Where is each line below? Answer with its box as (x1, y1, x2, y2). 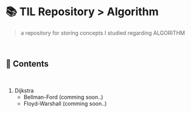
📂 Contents (5, 59, 49, 69)
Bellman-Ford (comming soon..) (23, 93, 103, 101)
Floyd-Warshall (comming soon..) (23, 100, 107, 107)
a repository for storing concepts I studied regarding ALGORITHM (20, 29, 186, 37)
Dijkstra (14, 87, 34, 94)
